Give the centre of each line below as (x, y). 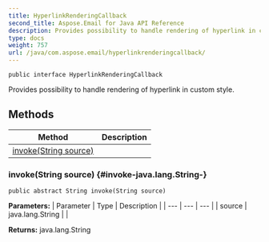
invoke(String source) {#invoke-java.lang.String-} (108, 174)
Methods (31, 115)
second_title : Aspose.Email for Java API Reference (96, 23)
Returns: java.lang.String (50, 230)
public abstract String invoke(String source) (87, 191)
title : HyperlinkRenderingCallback (68, 16)
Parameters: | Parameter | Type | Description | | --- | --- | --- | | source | (128, 206)
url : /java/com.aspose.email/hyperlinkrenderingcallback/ (107, 53)
